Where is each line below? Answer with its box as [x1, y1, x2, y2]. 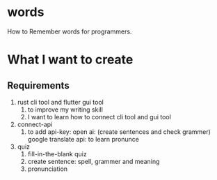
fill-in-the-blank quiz [27, 149, 87, 158]
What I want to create [7, 52, 134, 68]
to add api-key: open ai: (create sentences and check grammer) [27, 127, 211, 136]
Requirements [7, 80, 70, 91]
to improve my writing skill [27, 105, 103, 114]
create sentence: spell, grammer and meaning [27, 157, 160, 165]
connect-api [17, 120, 53, 128]
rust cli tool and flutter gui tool [17, 98, 104, 106]
